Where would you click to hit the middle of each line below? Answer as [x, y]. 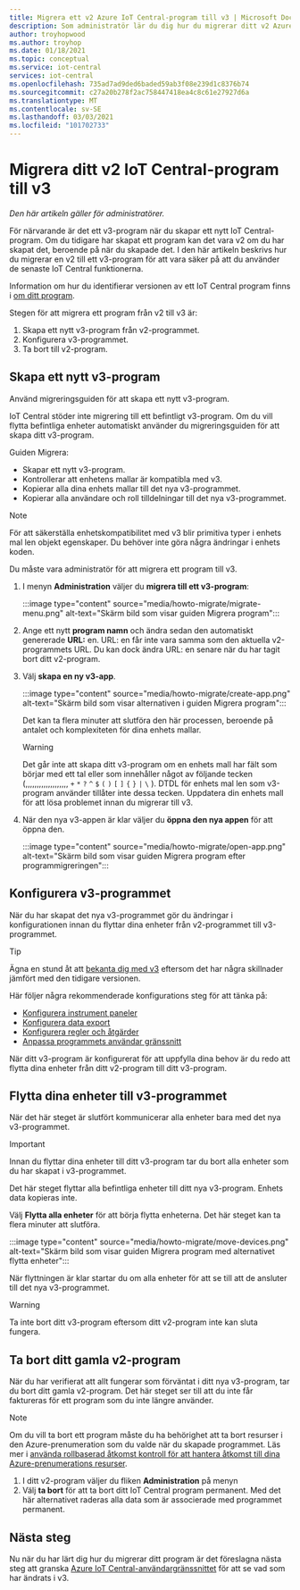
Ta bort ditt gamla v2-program [95, 1360]
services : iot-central [51, 76]
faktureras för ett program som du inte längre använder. [112, 1401]
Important [27, 1144]
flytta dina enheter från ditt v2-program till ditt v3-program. [118, 1067]
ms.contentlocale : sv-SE [55, 109]
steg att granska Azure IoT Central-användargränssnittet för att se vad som [147, 1568]
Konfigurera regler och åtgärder [80, 1032]
